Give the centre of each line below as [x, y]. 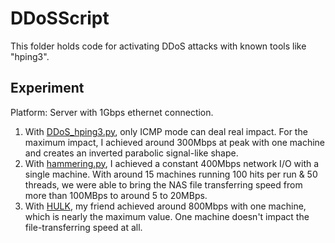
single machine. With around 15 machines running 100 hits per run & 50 [171, 174]
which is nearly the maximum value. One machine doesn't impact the [167, 216]
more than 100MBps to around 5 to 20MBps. [116, 195]
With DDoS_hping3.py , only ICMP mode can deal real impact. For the [166, 131]
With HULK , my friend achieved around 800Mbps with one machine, [165, 206]
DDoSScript [60, 18]
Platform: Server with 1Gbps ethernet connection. [112, 112]
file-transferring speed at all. [83, 227]
